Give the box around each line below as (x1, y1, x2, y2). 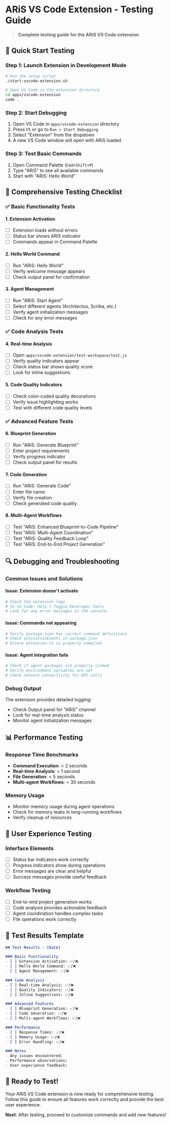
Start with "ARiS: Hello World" (12, 173, 76, 179)
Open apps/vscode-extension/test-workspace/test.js (12, 352, 127, 358)
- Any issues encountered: (5, 1053, 63, 1059)
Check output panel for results (12, 459, 78, 465)
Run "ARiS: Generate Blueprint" (12, 442, 79, 448)
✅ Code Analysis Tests (5, 328, 64, 335)
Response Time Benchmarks (5, 751, 79, 758)
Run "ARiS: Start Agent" (12, 297, 63, 304)
